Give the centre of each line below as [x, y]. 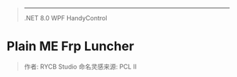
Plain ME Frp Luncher [70, 47]
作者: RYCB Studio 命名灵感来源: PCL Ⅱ [80, 66]
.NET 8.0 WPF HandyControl [65, 18]
